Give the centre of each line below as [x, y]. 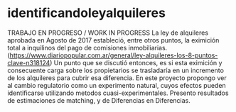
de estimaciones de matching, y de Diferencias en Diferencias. [99, 100]
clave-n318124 [29, 62]
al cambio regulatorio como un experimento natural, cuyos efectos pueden [117, 85]
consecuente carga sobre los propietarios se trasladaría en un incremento [116, 70]
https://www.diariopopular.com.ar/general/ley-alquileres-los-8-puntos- [114, 55]
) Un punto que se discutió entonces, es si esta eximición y [136, 62]
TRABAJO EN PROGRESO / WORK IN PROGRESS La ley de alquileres [108, 33]
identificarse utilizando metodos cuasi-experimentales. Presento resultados [118, 93]
